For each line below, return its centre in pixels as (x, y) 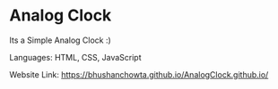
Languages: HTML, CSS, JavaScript (75, 57)
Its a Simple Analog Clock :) (61, 40)
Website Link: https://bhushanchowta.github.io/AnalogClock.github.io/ (139, 74)
